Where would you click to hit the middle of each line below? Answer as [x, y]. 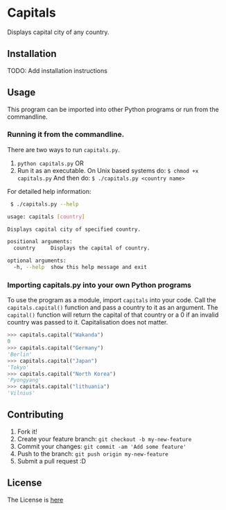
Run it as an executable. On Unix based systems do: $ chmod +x [108, 170]
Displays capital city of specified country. [74, 229]
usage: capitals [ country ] [46, 217]
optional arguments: [37, 261]
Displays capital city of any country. [58, 32]
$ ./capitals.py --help [44, 204]
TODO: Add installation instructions [57, 70]
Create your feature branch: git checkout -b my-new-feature [104, 438]
